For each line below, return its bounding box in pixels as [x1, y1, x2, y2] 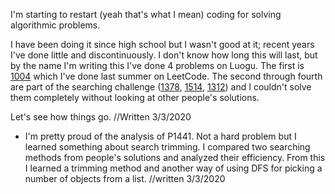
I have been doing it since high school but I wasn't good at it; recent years [10, 39, 315, 50]
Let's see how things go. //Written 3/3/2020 [10, 111, 192, 123]
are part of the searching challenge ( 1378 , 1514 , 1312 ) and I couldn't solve [10, 81, 312, 93]
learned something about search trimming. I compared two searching [24, 141, 311, 153]
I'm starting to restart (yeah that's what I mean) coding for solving [10, 9, 282, 20]
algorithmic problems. [10, 19, 101, 31]
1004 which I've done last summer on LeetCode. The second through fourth [10, 70, 323, 82]
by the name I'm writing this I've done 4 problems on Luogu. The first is [10, 60, 305, 71]
